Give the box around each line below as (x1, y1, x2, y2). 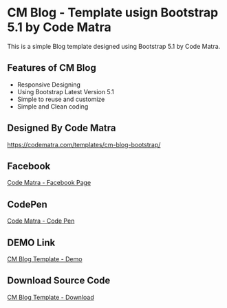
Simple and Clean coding (17, 102, 89, 111)
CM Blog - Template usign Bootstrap (7, 5, 219, 21)
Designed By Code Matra (7, 122, 116, 134)
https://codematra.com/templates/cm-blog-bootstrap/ (7, 140, 161, 148)
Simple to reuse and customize (17, 95, 105, 103)
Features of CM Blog (7, 62, 96, 74)
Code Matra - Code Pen (7, 217, 75, 225)
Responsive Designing (17, 80, 81, 89)
